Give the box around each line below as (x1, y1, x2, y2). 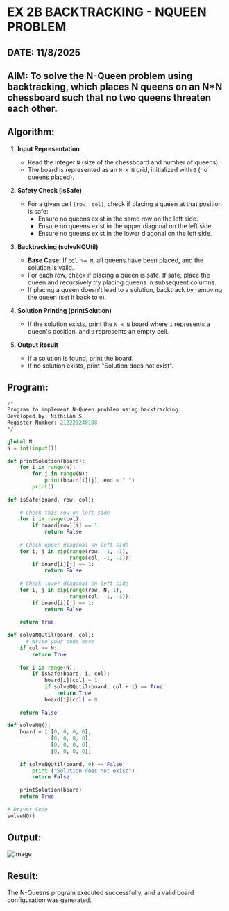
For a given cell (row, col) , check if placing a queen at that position (27, 199, 222, 208)
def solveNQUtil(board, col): (7, 632, 95, 639)
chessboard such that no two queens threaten (7, 92, 212, 103)
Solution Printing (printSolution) (17, 306, 112, 314)
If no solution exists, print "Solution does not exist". (27, 361, 174, 370)
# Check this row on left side (19, 509, 110, 516)
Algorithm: (7, 126, 55, 138)
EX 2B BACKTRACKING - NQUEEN (7, 4, 207, 20)
